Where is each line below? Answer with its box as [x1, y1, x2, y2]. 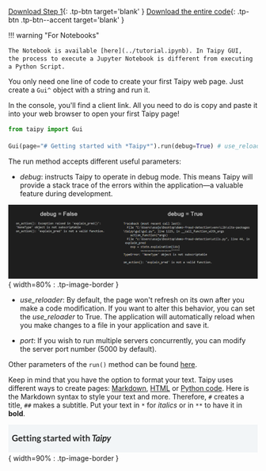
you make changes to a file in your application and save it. [19, 321, 210, 330]
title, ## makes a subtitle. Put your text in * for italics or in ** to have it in [8, 400, 243, 410]
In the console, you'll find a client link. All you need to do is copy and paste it [8, 101, 258, 110]
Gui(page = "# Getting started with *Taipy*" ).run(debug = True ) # [8, 142, 222, 150]
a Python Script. [8, 63, 66, 71]
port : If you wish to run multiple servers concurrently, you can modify [19, 336, 246, 346]
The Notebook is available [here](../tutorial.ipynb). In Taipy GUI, [8, 47, 243, 55]
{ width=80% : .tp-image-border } [8, 280, 120, 289]
